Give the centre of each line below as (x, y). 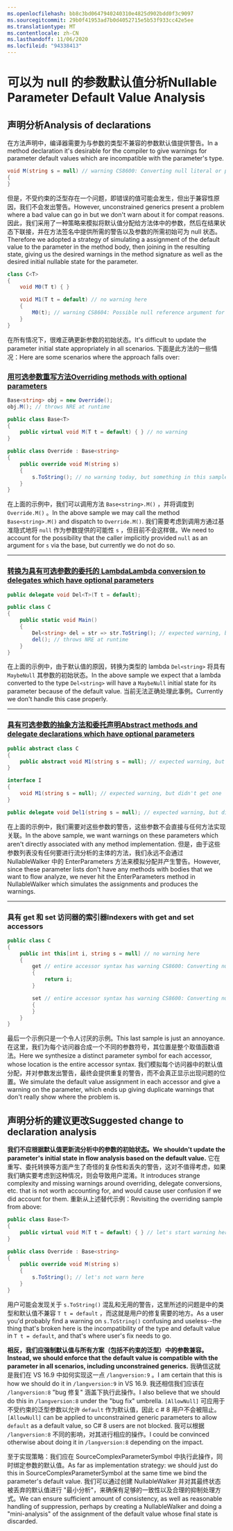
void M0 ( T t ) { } (45, 287)
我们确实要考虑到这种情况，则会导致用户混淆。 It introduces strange (104, 1176)
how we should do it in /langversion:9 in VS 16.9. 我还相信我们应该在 (106, 1383)
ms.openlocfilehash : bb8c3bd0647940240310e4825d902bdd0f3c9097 (101, 14)
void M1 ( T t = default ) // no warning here (84, 300)
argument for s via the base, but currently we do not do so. (91, 546)
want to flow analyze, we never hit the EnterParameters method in (101, 876)
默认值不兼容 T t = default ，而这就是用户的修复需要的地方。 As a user (121, 1313)
